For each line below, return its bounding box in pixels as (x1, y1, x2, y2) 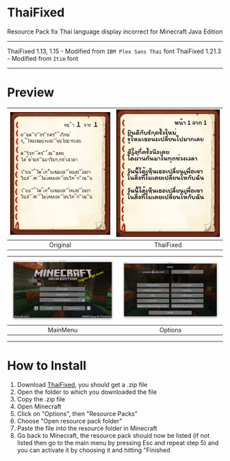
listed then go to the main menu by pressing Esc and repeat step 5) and (16, 439, 219, 447)
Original (49, 241, 72, 249)
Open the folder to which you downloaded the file (16, 388, 157, 396)
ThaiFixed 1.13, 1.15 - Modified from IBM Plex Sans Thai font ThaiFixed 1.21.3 (7, 47, 221, 55)
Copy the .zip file (16, 395, 66, 404)
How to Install (7, 358, 87, 373)
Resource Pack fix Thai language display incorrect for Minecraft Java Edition (7, 27, 223, 36)
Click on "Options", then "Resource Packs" (16, 410, 138, 418)
